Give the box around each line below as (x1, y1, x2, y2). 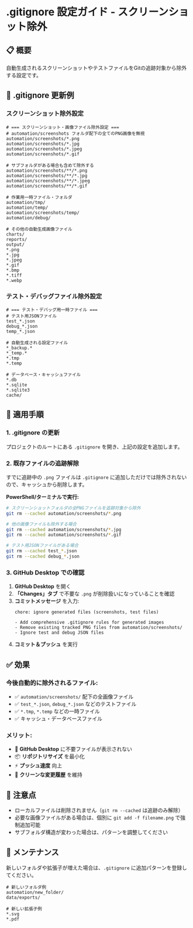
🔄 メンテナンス (6, 848, 60, 858)
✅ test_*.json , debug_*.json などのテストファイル (14, 700, 137, 707)
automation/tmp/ (6, 199, 46, 205)
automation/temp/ (6, 205, 49, 210)
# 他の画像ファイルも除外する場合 (6, 521, 77, 527)
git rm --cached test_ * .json (6, 548, 77, 554)
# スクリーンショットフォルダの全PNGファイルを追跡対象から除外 (6, 505, 142, 511)
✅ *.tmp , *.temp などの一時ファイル (14, 708, 101, 715)
